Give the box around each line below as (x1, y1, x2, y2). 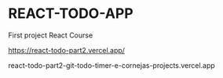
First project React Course (8, 30, 93, 40)
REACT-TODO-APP (8, 5, 133, 23)
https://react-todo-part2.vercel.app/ (8, 45, 126, 55)
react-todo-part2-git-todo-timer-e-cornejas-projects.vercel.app (8, 60, 216, 70)
